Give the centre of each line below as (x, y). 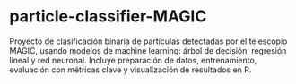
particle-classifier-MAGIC (108, 17)
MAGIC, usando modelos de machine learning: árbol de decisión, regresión (148, 50)
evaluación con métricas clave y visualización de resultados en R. (131, 70)
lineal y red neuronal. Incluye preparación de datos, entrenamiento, (133, 60)
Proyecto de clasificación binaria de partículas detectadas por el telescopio (148, 41)
